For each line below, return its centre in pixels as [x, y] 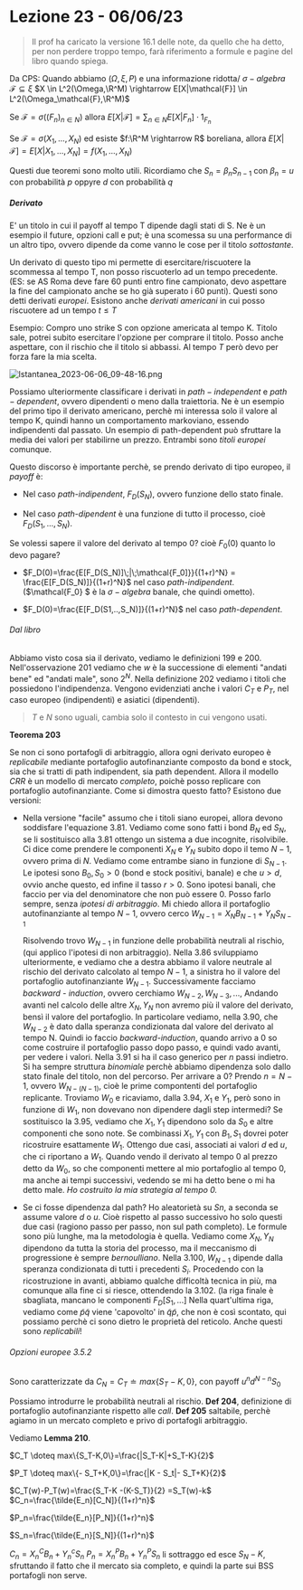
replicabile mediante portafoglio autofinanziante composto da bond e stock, [151, 762]
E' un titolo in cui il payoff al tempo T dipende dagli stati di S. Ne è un [137, 226]
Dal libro [25, 629]
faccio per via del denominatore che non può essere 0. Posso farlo [147, 894]
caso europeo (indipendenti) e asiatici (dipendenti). [105, 700]
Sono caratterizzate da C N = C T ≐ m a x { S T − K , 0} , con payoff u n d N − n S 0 [145, 1382]
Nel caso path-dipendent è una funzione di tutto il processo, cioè [144, 514]
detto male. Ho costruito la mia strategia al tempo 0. [120, 1189]
